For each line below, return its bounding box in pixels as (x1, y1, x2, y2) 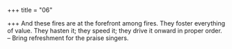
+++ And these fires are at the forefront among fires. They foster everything (7, 19, 226, 27)
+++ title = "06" (7, 6, 53, 14)
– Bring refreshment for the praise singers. (7, 34, 129, 42)
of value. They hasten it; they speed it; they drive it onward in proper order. (7, 27, 223, 35)
